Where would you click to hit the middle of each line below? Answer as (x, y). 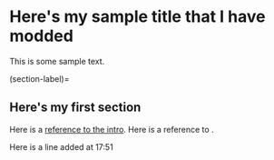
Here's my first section (75, 108)
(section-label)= (39, 78)
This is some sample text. (57, 61)
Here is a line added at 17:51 (61, 146)
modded (42, 36)
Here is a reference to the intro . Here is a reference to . (112, 129)
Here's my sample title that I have (137, 17)
